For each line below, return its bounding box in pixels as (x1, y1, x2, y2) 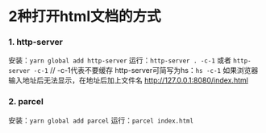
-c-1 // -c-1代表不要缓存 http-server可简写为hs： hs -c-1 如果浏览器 (33, 66, 259, 75)
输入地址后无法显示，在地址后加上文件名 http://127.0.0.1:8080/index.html (8, 75, 248, 85)
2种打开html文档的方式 (8, 7, 161, 26)
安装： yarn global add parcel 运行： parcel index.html (8, 115, 194, 125)
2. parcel (8, 96, 44, 107)
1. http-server (8, 37, 63, 48)
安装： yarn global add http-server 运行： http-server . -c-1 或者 (8, 55, 232, 65)
